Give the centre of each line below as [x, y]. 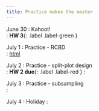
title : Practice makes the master [50, 12]
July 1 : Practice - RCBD [36, 47]
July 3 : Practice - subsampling [45, 83]
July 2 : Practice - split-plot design [49, 65]
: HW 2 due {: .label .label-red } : [46, 71]
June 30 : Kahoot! [28, 29]
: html [13, 53]
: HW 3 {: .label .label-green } [42, 35]
